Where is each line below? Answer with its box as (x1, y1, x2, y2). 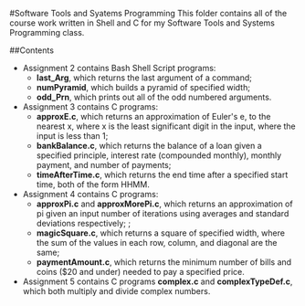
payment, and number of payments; (36, 160, 172, 170)
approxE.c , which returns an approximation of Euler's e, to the (36, 111, 271, 121)
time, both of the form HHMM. (36, 179, 151, 190)
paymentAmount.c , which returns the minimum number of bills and (36, 257, 292, 268)
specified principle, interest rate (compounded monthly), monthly (36, 150, 282, 161)
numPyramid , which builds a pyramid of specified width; (36, 82, 251, 92)
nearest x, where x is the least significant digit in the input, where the (36, 121, 297, 132)
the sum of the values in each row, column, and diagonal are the (36, 237, 278, 248)
